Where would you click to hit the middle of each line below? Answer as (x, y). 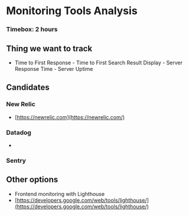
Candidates (28, 88)
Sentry (16, 161)
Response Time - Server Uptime (54, 68)
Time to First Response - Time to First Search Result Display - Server (99, 63)
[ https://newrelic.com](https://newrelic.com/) (70, 117)
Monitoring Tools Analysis (72, 11)
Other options (32, 180)
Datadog (19, 132)
